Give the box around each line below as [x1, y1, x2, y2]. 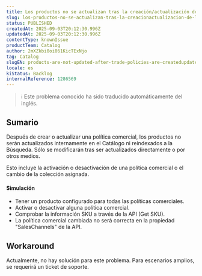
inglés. [20, 100, 38, 107]
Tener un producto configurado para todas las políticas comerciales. [14, 198, 185, 205]
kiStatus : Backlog [6, 71, 52, 77]
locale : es [6, 64, 34, 71]
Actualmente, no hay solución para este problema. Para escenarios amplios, [6, 257, 195, 264]
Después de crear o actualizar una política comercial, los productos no [6, 133, 182, 140]
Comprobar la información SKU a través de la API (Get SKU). [14, 210, 165, 218]
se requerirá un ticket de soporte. [6, 263, 89, 270]
